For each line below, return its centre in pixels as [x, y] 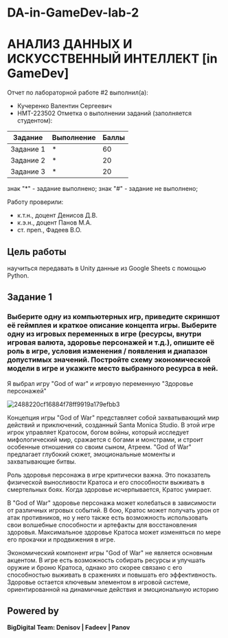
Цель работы [37, 252]
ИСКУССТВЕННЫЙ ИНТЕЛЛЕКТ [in [112, 59]
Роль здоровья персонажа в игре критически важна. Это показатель [109, 475]
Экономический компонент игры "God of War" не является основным [110, 553]
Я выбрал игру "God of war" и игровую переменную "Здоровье [100, 383]
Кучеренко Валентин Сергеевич [64, 106]
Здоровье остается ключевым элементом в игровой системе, [99, 582]
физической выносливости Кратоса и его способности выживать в [106, 482]
